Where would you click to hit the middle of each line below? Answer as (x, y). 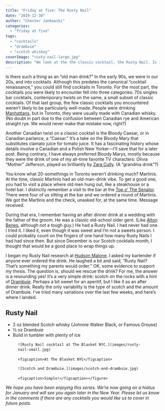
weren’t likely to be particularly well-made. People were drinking (71, 108)
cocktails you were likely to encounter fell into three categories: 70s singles (82, 92)
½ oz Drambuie (28, 330)
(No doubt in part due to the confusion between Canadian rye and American (82, 118)
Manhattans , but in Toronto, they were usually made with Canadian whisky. (81, 113)
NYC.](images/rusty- (120, 345)
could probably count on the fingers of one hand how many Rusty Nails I (79, 236)
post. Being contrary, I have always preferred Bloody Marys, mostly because (83, 154)
